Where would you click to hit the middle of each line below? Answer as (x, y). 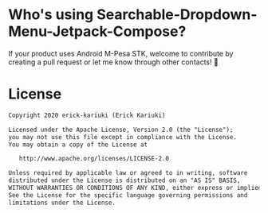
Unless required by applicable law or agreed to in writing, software (128, 173)
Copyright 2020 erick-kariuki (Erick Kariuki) (87, 115)
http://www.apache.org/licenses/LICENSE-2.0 (94, 159)
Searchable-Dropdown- (177, 15)
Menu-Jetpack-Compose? (97, 31)
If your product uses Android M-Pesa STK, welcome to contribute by (121, 53)
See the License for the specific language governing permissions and (128, 195)
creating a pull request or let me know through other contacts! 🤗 (114, 62)
